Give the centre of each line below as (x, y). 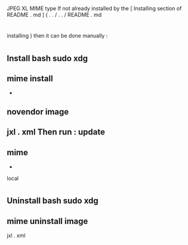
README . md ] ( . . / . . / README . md (54, 15)
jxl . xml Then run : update (56, 132)
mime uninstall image (47, 221)
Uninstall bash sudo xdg (53, 201)
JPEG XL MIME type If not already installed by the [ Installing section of (94, 8)
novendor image (38, 111)
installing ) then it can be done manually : (57, 36)
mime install (30, 79)
